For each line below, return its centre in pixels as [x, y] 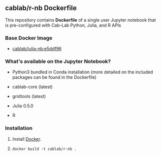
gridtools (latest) [29, 96]
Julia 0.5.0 [23, 106]
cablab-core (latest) [32, 87]
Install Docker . [27, 139]
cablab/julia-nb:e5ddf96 [37, 49]
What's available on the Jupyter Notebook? [58, 62]
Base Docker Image [29, 38]
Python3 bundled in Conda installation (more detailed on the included [83, 72]
